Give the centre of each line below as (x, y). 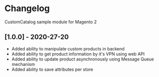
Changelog (27, 8)
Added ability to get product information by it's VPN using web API (78, 54)
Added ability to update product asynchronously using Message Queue (83, 59)
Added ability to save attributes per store (52, 69)
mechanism (23, 64)
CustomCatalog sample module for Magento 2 (51, 22)
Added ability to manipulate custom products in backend (68, 48)
